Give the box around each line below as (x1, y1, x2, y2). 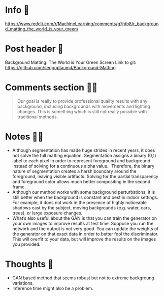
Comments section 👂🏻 (5, 82, 98, 93)
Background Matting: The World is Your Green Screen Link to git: (5, 59, 136, 65)
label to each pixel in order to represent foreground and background (12, 157, 151, 164)
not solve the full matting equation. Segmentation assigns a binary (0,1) (12, 152, 157, 158)
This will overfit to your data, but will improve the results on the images (12, 236, 156, 242)
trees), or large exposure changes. (12, 210, 83, 216)
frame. (12, 184, 26, 190)
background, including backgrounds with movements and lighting (17, 103, 150, 109)
